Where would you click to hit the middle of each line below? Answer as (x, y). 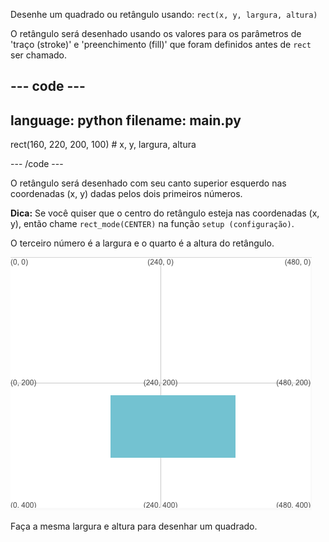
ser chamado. (39, 55)
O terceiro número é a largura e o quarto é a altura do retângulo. (142, 243)
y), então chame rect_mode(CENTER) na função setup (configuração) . (152, 224)
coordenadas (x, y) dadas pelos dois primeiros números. (126, 194)
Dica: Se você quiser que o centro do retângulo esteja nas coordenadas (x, (165, 213)
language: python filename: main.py (126, 120)
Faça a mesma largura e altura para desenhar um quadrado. (134, 526)
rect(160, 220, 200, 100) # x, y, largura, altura (103, 145)
